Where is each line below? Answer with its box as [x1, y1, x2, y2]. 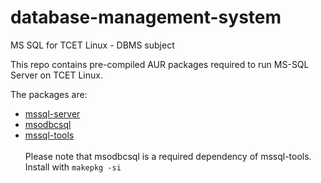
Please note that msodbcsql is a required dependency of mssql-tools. [24, 150, 312, 162]
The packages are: [10, 88, 88, 100]
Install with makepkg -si [24, 161, 122, 173]
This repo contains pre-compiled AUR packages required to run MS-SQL [10, 58, 310, 70]
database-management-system [10, 6, 282, 29]
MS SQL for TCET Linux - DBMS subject [10, 39, 175, 51]
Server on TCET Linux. [10, 69, 103, 81]
